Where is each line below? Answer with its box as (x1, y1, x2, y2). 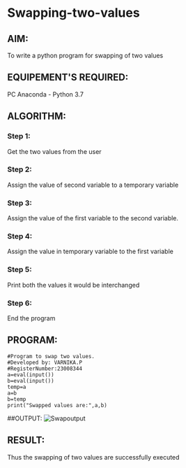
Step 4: (7, 232, 33, 241)
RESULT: (7, 434, 45, 446)
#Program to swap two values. (7, 353, 95, 360)
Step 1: (7, 132, 31, 141)
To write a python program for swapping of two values (7, 51, 164, 59)
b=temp (7, 395, 26, 403)
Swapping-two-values (7, 5, 141, 21)
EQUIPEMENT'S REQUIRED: (7, 71, 129, 83)
